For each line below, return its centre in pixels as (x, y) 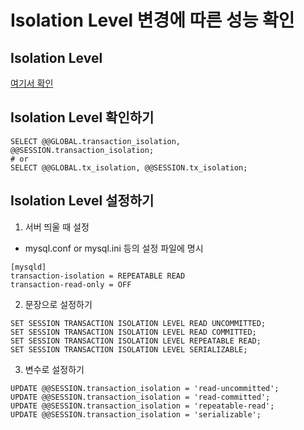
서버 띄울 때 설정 (57, 227)
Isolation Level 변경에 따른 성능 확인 (152, 20)
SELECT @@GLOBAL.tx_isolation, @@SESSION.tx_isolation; (129, 167)
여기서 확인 (32, 83)
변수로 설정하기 (54, 369)
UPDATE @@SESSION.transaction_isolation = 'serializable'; (136, 414)
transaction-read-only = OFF (71, 284)
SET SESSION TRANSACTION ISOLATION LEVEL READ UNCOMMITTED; (138, 323)
